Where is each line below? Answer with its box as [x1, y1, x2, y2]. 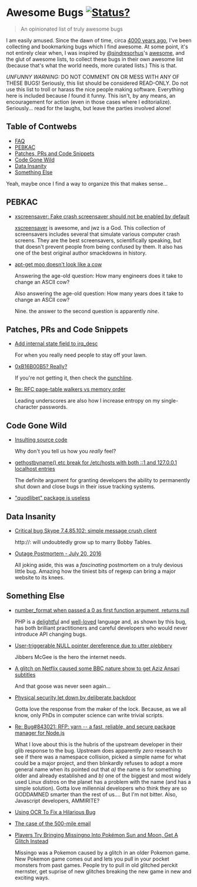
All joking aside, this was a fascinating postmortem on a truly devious [14, 562, 183, 568]
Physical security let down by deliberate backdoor [14, 694, 136, 701]
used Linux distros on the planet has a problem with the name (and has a [14, 778, 191, 785]
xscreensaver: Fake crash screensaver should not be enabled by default [14, 213, 190, 220]
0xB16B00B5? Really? [14, 363, 68, 370]
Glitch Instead [14, 837, 49, 845]
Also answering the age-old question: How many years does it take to [14, 289, 183, 297]
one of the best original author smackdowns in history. [14, 249, 147, 256]
